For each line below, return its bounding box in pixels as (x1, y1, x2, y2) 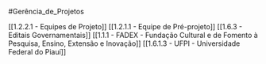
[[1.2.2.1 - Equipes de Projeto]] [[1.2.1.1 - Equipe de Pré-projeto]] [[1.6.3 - (8, 22, 243, 31)
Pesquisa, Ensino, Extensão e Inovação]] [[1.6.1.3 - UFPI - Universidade (8, 39, 241, 48)
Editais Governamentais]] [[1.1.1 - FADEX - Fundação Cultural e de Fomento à (8, 31, 258, 40)
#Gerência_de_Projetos (8, 7, 85, 16)
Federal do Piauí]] (8, 47, 67, 56)
